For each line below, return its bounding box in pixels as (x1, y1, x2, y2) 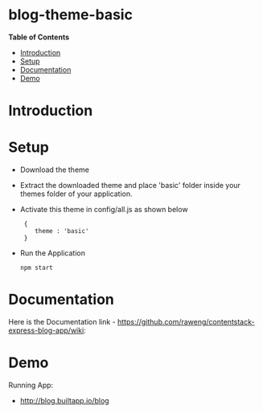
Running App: (8, 380, 54, 390)
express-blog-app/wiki (8, 325, 84, 335)
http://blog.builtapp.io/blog (19, 395, 110, 405)
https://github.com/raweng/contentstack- (117, 317, 255, 326)
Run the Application (19, 248, 86, 258)
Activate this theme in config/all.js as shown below (19, 205, 188, 215)
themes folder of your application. (19, 189, 133, 198)
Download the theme (19, 165, 90, 174)
